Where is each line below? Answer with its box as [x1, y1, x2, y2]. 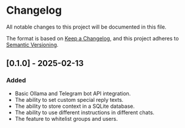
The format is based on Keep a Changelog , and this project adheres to [6, 35, 179, 42]
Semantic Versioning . [6, 41, 58, 48]
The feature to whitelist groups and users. [14, 115, 118, 122]
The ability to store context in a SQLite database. [14, 102, 135, 110]
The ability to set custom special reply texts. [14, 96, 124, 103]
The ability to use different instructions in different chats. [14, 108, 155, 116]
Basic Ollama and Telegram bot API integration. [14, 90, 131, 97]
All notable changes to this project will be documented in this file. [6, 23, 167, 30]
